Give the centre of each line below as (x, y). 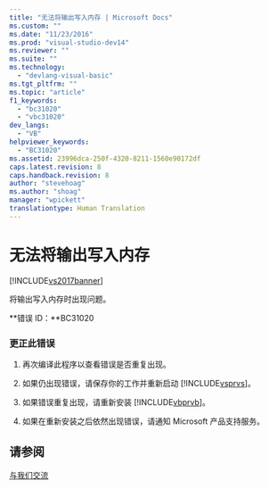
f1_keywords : (33, 100)
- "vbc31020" (41, 117)
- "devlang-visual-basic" (65, 76)
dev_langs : (29, 126)
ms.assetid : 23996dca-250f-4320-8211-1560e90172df (105, 158)
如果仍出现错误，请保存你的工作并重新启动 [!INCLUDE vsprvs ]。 (139, 383)
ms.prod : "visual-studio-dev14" (69, 42)
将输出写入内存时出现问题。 (60, 299)
